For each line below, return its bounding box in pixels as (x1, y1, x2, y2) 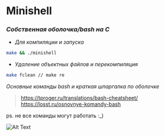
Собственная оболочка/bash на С (6, 25, 110, 34)
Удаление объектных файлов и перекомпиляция (14, 61, 138, 68)
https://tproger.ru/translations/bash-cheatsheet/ (20, 95, 138, 102)
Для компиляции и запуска (14, 38, 85, 46)
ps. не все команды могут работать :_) (6, 112, 104, 119)
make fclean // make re (6, 72, 65, 78)
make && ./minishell (6, 50, 57, 56)
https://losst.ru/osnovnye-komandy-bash (20, 101, 121, 108)
